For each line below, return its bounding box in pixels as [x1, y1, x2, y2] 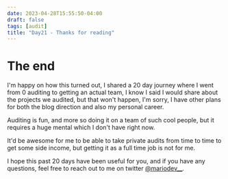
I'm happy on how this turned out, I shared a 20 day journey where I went [7, 81, 214, 89]
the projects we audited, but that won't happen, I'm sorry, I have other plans [7, 96, 221, 104]
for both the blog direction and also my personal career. [7, 103, 164, 111]
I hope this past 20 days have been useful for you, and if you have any [7, 157, 205, 165]
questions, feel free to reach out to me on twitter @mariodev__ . [7, 165, 185, 173]
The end [7, 59, 55, 74]
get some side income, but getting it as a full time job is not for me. [7, 144, 196, 152]
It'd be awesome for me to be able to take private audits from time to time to [7, 137, 222, 145]
